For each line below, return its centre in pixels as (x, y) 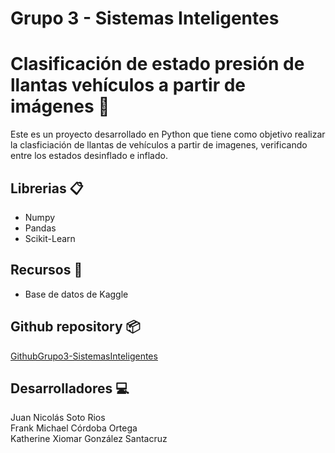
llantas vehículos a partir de (128, 85)
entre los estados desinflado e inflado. (89, 156)
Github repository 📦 (75, 327)
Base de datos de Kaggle (76, 294)
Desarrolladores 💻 (70, 388)
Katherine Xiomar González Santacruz (89, 439)
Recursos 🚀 (46, 270)
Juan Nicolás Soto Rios (58, 418)
